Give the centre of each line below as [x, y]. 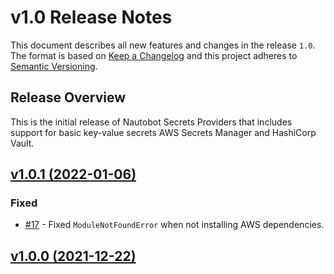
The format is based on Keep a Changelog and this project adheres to [154, 55]
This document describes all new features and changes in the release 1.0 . [163, 45]
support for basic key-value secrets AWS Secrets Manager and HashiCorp [163, 132]
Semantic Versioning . [54, 66]
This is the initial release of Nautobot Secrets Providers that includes [151, 122]
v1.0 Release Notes [91, 17]
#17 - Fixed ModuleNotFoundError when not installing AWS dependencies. [174, 225]
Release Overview [68, 97]
